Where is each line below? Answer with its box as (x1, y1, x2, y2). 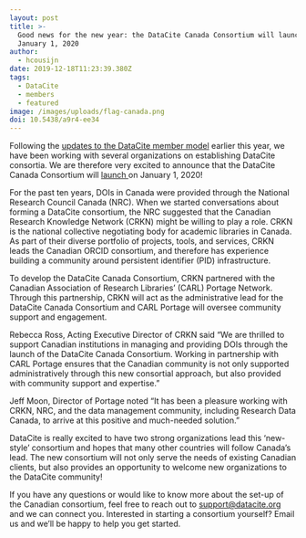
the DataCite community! (9, 471, 103, 482)
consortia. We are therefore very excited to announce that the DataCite (9, 160, 276, 171)
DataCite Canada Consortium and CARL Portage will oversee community (9, 302, 281, 313)
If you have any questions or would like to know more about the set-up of (9, 490, 284, 501)
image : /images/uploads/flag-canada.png (9, 107, 166, 116)
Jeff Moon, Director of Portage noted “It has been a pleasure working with (9, 396, 289, 406)
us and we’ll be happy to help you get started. (9, 518, 181, 530)
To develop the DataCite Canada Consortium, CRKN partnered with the (9, 273, 276, 284)
